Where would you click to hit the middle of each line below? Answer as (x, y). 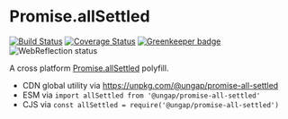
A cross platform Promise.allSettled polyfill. (89, 68)
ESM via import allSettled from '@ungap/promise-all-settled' (141, 95)
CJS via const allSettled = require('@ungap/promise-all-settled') (150, 104)
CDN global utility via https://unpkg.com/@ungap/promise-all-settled (150, 85)
